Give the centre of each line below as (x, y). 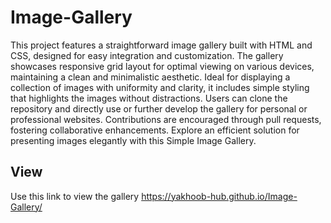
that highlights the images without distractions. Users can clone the (149, 98)
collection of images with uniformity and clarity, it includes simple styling (160, 87)
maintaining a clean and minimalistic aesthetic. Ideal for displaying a (150, 77)
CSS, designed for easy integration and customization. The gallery (147, 55)
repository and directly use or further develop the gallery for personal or (159, 108)
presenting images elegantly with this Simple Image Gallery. (133, 140)
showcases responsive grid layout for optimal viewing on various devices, (162, 66)
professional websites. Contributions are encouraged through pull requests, (166, 119)
